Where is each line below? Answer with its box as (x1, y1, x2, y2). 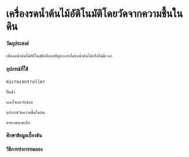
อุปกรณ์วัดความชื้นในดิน (6, 109, 45, 115)
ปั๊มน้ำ (6, 89, 16, 95)
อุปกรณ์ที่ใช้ (6, 65, 29, 72)
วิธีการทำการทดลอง (6, 145, 43, 152)
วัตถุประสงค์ (6, 40, 29, 47)
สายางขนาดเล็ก (6, 120, 30, 125)
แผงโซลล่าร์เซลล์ (6, 99, 33, 105)
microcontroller (6, 79, 45, 85)
